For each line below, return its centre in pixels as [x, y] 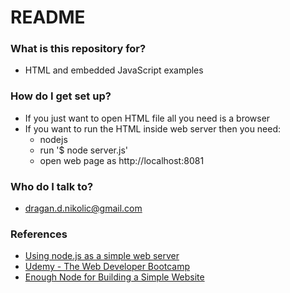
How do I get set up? [61, 96]
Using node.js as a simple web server [102, 256]
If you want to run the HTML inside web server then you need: [153, 128]
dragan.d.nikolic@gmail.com [83, 208]
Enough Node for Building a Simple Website [114, 277]
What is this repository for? [78, 49]
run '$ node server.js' [84, 150]
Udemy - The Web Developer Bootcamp [107, 267]
